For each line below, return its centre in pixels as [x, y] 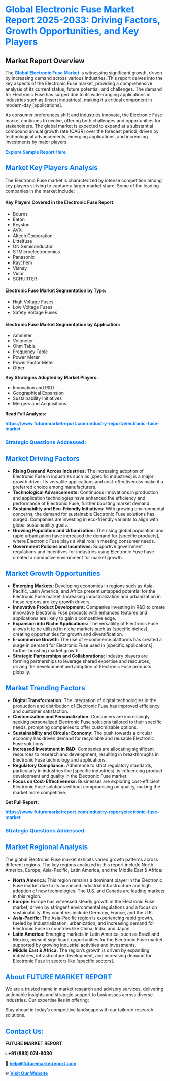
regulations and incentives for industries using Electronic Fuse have [83, 552]
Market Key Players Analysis [52, 168]
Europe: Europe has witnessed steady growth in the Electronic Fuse [83, 901]
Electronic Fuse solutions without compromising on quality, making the [87, 786]
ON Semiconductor [33, 246]
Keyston [21, 225]
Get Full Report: [22, 802]
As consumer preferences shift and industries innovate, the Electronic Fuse [84, 115]
